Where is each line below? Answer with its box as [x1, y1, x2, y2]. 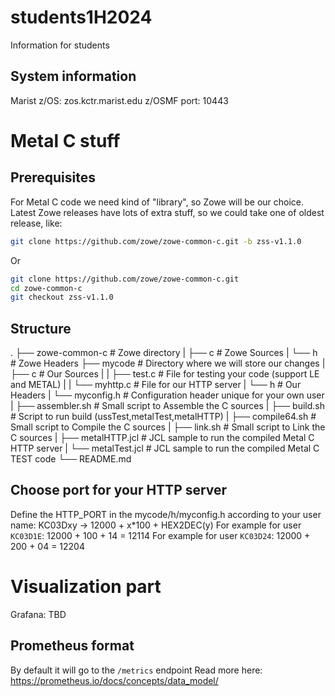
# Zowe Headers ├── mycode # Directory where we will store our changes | [10, 357, 326, 370]
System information [10, 68, 137, 85]
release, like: [10, 217, 63, 229]
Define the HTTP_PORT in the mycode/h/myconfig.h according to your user [10, 508, 322, 520]
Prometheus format [10, 637, 135, 655]
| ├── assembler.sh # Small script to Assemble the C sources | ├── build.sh [10, 400, 326, 412]
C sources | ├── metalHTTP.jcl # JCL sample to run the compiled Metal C [10, 432, 315, 444]
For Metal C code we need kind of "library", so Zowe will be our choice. [10, 196, 305, 208]
